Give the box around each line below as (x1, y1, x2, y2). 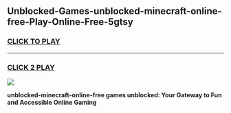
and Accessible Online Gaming (7, 98, 97, 106)
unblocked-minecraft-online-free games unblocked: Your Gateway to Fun (7, 90, 222, 99)
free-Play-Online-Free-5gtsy (7, 16, 134, 28)
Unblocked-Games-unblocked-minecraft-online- (7, 5, 222, 17)
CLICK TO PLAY (7, 37, 60, 47)
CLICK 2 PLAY (7, 62, 55, 72)
